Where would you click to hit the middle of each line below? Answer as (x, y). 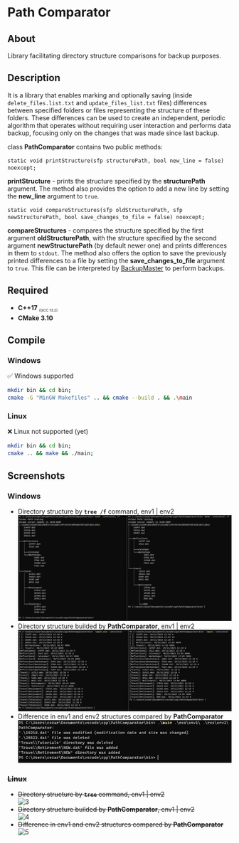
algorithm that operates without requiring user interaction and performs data (119, 125)
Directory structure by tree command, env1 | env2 (91, 794)
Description (34, 78)
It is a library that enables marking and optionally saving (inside (100, 95)
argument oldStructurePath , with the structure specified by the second (112, 238)
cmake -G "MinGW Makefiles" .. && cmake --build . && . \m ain (100, 398)
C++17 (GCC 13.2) (38, 308)
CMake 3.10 (35, 318)
